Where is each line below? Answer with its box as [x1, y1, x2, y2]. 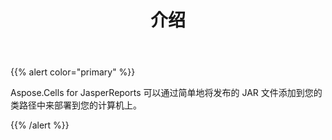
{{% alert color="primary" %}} [10, 66, 136, 78]
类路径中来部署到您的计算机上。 [10, 99, 142, 111]
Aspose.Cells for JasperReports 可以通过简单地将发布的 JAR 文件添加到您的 [10, 87, 323, 99]
